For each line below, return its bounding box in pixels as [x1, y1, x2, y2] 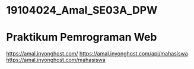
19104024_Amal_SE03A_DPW [6, 4, 158, 17]
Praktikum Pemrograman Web [6, 31, 157, 44]
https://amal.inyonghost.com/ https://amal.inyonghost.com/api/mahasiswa [6, 50, 188, 57]
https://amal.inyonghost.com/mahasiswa [6, 57, 106, 64]
